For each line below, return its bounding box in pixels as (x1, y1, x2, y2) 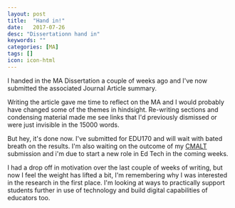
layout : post (7, 10, 46, 18)
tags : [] (7, 51, 33, 58)
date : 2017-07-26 (7, 24, 66, 31)
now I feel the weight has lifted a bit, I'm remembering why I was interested (7, 170, 228, 179)
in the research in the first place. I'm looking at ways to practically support (7, 178, 226, 187)
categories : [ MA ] (7, 43, 59, 51)
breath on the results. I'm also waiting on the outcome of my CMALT (7, 142, 207, 150)
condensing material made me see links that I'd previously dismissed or (7, 113, 217, 121)
